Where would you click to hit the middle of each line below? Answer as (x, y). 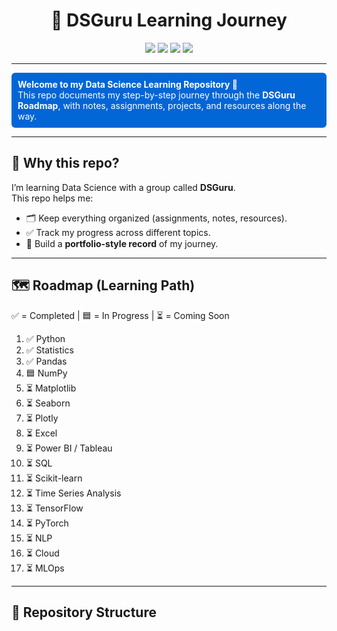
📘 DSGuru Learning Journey (169, 20)
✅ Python (45, 338)
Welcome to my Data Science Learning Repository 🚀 (127, 84)
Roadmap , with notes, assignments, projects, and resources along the (162, 105)
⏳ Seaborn (48, 403)
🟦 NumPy (46, 373)
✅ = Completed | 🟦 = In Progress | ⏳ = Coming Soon (120, 315)
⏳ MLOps (45, 568)
